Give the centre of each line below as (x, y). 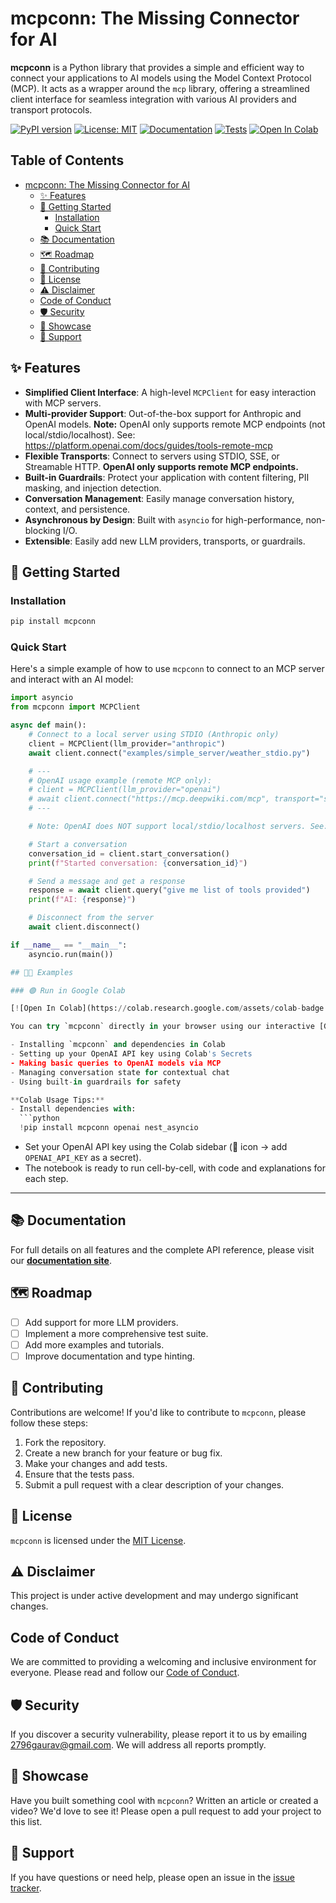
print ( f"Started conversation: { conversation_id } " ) (138, 863)
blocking (43, 530)
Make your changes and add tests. (96, 1463)
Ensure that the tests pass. (79, 1474)
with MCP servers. (63, 403)
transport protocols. (51, 109)
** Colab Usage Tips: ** (57, 1100)
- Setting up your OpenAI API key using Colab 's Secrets (131, 1054)
